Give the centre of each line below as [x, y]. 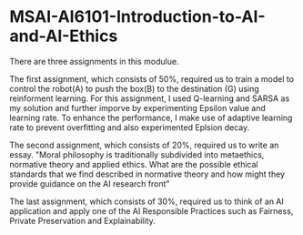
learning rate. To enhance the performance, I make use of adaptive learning [151, 117]
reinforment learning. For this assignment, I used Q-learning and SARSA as [150, 98]
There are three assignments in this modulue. [94, 61]
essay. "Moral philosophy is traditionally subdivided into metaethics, [137, 154]
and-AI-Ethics [64, 36]
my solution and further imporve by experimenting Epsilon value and [138, 107]
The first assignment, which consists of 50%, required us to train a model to [151, 78]
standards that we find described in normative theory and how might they [147, 174]
